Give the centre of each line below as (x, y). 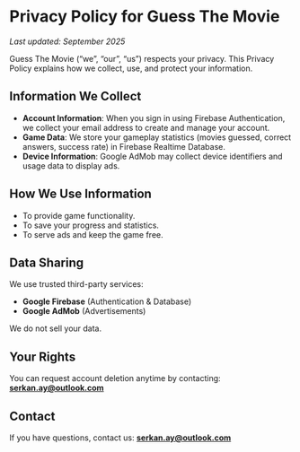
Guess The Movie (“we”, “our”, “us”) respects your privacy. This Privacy (142, 58)
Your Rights (43, 356)
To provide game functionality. (79, 215)
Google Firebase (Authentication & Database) (107, 301)
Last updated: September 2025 (67, 41)
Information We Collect (75, 96)
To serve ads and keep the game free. (93, 234)
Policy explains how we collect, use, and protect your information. (131, 68)
